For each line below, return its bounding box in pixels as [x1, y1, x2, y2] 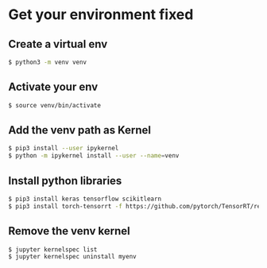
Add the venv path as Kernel [8, 123, 152, 137]
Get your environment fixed [8, 6, 194, 24]
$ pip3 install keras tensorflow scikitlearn [8, 195, 161, 203]
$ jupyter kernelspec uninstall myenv [8, 253, 137, 261]
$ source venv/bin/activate [8, 101, 102, 109]
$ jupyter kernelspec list [8, 245, 98, 254]
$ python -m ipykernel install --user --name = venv [8, 152, 180, 160]
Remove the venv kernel [8, 224, 130, 238]
